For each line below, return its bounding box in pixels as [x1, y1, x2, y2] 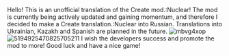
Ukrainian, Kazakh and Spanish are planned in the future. [7, 27, 167, 35]
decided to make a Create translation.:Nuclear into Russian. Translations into [7, 20, 223, 28]
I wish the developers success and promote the [81, 34, 215, 43]
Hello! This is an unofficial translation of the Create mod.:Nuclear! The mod [7, 6, 218, 13]
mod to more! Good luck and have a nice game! [7, 42, 141, 49]
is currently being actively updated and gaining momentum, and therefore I [7, 13, 218, 21]
